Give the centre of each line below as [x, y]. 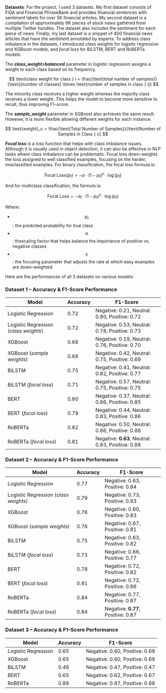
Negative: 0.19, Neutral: [123, 339]
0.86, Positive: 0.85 [118, 402]
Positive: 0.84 [121, 487]
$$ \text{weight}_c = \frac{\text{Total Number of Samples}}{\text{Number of [83, 129]
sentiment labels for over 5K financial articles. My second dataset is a [76, 18]
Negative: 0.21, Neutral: [123, 310]
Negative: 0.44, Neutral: [123, 410]
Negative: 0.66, [123, 552]
